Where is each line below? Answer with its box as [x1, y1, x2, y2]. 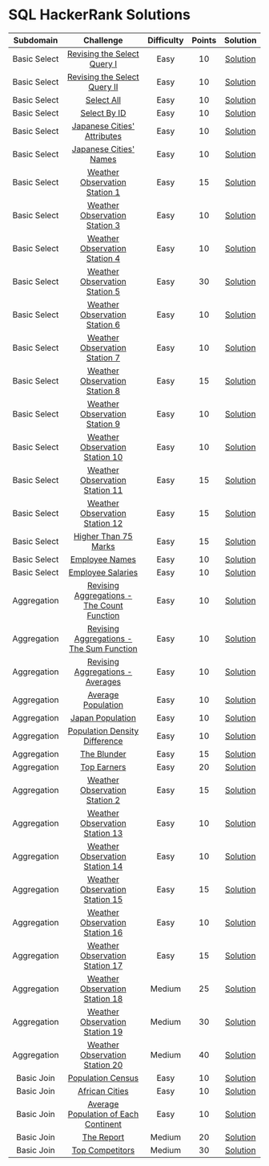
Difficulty [147, 35, 184, 46]
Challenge [82, 35, 123, 46]
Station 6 [86, 319, 121, 330]
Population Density [67, 725, 139, 736]
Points [191, 35, 217, 46]
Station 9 [86, 418, 121, 429]
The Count [83, 599, 123, 611]
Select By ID [79, 107, 126, 118]
